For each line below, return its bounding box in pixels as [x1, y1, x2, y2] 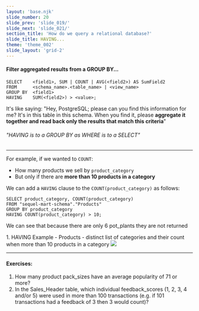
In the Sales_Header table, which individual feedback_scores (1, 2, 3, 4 [14, 286, 187, 293]
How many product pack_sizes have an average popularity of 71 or [14, 273, 178, 280]
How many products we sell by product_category [14, 167, 134, 174]
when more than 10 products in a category [6, 241, 110, 248]
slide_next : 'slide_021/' [6, 25, 70, 32]
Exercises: [6, 260, 33, 267]
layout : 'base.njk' [6, 8, 54, 15]
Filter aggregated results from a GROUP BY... [6, 66, 119, 73]
